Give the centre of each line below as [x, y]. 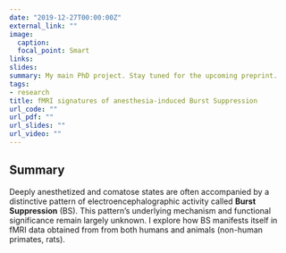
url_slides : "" [38, 126]
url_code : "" [34, 109]
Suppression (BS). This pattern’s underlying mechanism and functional [140, 210]
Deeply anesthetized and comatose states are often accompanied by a [139, 191]
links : [21, 59]
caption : [34, 42]
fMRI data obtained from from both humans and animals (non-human [136, 230]
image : [21, 34]
